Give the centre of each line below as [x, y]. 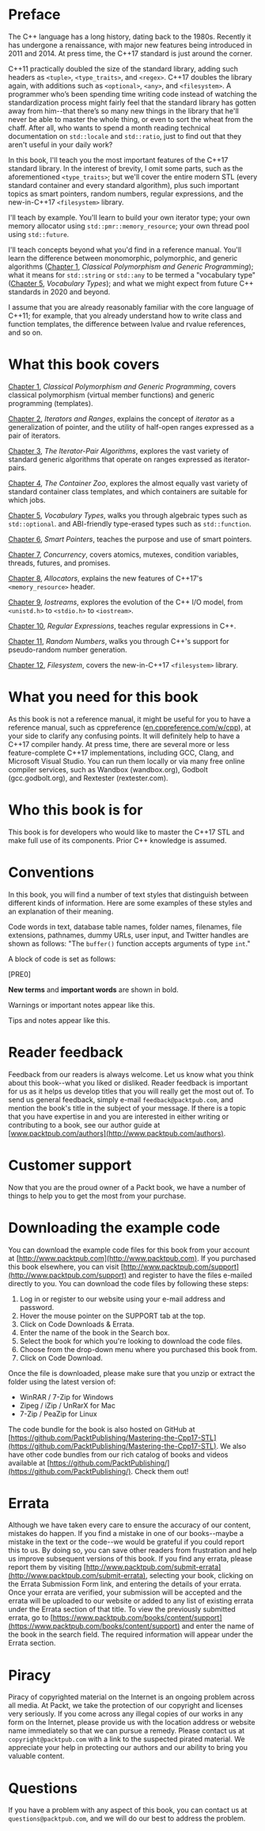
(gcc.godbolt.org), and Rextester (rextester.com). [88, 778]
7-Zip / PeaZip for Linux [58, 1414]
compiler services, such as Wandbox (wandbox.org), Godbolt [108, 769]
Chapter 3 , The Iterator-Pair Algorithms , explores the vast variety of [119, 450]
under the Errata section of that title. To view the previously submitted [122, 1609]
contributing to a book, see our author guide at [84, 1124]
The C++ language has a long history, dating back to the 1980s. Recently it [130, 36]
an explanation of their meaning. [61, 911]
